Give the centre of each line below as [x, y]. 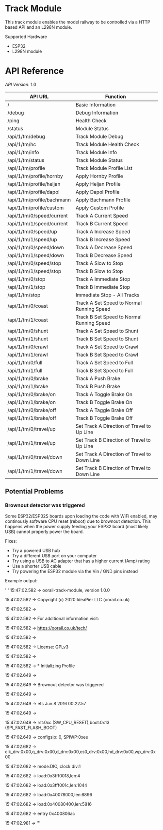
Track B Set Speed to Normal [108, 316]
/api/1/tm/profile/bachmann [39, 199]
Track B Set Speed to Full [104, 370]
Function [115, 97]
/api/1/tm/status [26, 160]
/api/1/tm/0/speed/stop [34, 263]
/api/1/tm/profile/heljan [34, 184]
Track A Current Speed [102, 216]
